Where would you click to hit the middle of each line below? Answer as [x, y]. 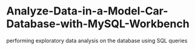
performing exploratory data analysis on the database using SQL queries [97, 40]
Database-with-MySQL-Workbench [98, 24]
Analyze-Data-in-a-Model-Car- [87, 11]
